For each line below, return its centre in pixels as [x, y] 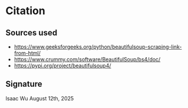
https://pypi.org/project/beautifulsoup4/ [62, 66]
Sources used [31, 33]
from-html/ [27, 53]
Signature [24, 84]
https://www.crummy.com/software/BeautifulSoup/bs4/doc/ [87, 59]
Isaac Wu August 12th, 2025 [40, 98]
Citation [25, 11]
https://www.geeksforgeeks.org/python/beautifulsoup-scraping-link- [98, 47]
